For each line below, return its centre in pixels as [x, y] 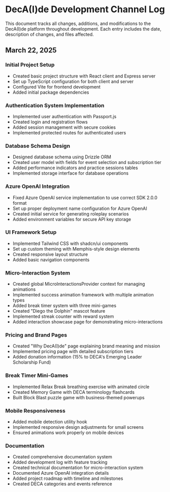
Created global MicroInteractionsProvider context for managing [79, 284]
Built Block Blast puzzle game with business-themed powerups [78, 397]
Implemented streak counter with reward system [63, 316]
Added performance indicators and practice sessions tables [75, 168]
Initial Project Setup [30, 65]
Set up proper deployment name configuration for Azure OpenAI [80, 208]
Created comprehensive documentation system [62, 457]
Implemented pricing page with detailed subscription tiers [73, 351]
